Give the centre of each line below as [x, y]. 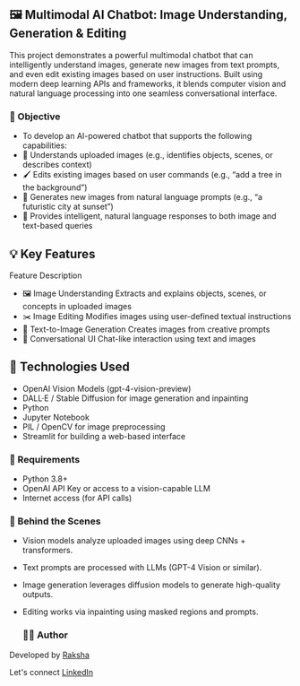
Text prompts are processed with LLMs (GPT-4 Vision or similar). [142, 568]
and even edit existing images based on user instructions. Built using [136, 74]
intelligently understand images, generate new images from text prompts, [145, 65]
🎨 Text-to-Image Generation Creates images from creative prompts [146, 329]
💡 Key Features [52, 254]
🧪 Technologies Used [69, 367]
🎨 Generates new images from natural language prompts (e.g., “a [142, 197]
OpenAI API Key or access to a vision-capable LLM [116, 489]
